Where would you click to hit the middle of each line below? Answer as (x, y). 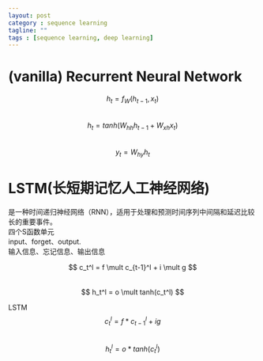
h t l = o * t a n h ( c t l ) (133, 349)
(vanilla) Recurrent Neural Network (125, 77)
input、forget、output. (45, 241)
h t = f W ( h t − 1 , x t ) (133, 100)
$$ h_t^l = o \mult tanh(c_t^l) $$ (133, 292)
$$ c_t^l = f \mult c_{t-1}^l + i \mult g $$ (133, 267)
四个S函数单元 (31, 231)
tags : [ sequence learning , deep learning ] (81, 38)
